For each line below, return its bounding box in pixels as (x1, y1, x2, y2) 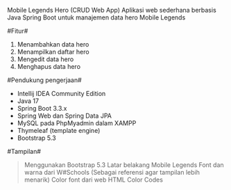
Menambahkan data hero (17, 40, 89, 48)
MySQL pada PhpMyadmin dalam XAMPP (17, 119, 137, 127)
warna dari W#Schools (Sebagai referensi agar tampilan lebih (24, 168, 200, 176)
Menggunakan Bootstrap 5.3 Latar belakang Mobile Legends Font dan (24, 161, 224, 169)
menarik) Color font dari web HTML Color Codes (24, 175, 163, 184)
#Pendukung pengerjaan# (7, 76, 82, 84)
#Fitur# (7, 27, 28, 35)
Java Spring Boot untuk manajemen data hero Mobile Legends (7, 13, 186, 22)
